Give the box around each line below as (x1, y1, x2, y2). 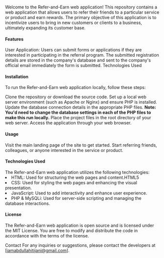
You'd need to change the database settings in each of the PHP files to (5, 109, 151, 115)
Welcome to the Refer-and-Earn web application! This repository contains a (5, 4, 158, 10)
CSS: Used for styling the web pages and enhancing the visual (11, 179, 138, 185)
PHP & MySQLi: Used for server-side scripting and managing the (11, 195, 142, 201)
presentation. (5, 185, 32, 191)
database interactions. (5, 200, 50, 206)
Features (5, 36, 23, 42)
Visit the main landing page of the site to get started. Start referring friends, (5, 142, 158, 148)
